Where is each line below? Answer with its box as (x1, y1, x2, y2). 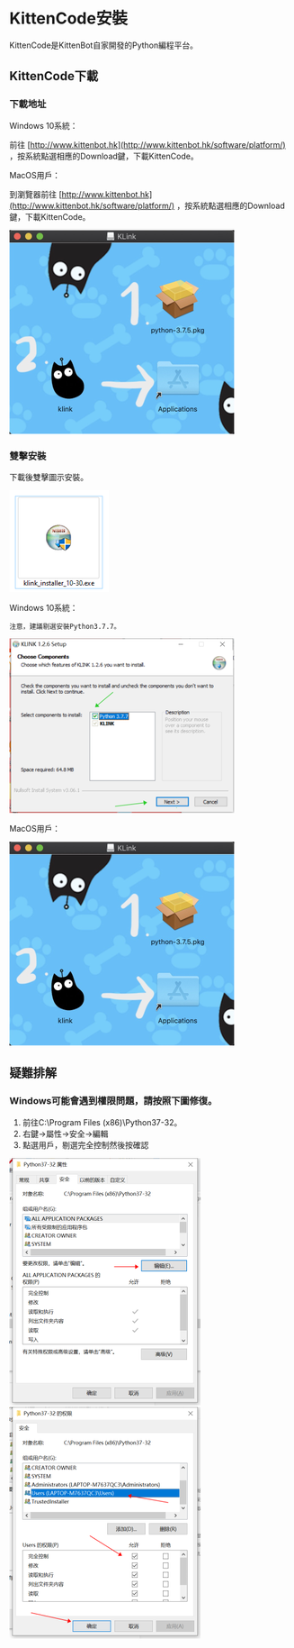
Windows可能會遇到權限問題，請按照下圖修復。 (9, 1095, 218, 1107)
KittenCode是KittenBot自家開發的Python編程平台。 (9, 40, 198, 50)
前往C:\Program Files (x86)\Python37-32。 (22, 1116, 183, 1127)
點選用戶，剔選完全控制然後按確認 (22, 1139, 149, 1150)
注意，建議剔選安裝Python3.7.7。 (9, 622, 121, 631)
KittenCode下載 (9, 68, 99, 84)
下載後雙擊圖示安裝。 (9, 471, 88, 482)
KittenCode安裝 (9, 8, 129, 29)
